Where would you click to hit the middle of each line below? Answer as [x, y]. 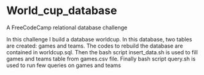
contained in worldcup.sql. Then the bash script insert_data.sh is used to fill [102, 52]
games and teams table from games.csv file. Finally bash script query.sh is [101, 59]
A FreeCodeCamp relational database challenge [67, 27]
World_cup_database [62, 11]
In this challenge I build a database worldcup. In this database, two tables [99, 39]
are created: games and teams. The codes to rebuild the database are [95, 46]
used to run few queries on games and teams [64, 65]
